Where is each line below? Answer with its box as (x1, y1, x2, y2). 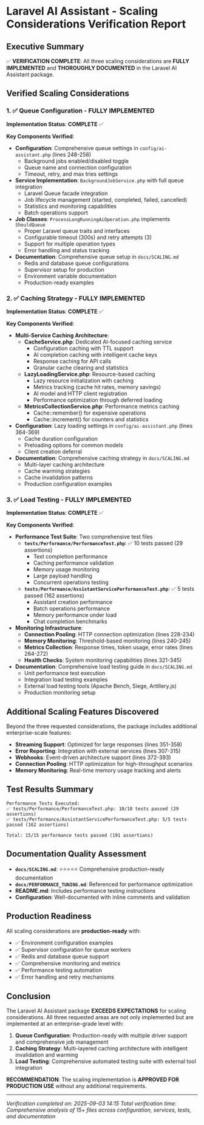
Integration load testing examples (24, 676, 108, 683)
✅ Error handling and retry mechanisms (15, 973, 114, 980)
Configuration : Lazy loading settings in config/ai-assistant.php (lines (15, 422, 193, 429)
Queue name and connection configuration (24, 163, 132, 171)
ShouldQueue (15, 222, 46, 228)
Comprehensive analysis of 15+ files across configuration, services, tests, (6, 1106, 192, 1113)
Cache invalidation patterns (24, 473, 93, 481)
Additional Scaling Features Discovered (6, 706, 159, 717)
